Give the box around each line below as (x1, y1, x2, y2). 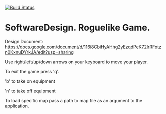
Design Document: (5, 38, 43, 44)
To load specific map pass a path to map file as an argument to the (5, 97, 143, 103)
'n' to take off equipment (5, 88, 56, 94)
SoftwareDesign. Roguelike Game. (5, 22, 151, 33)
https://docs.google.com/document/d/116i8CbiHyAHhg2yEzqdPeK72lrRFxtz (5, 44, 161, 50)
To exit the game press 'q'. (5, 68, 60, 74)
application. (5, 103, 29, 109)
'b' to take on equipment (5, 78, 56, 84)
